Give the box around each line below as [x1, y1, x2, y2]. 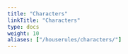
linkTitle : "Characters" [7, 17, 81, 24]
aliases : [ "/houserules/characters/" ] [7, 36, 122, 43]
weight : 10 [7, 29, 40, 37]
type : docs [7, 23, 40, 30]
